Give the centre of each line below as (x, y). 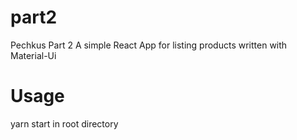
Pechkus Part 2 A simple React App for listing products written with (149, 45)
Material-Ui (33, 55)
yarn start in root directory (64, 123)
